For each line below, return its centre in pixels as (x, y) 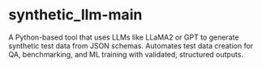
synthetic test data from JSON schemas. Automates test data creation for (131, 45)
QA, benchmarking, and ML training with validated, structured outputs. (126, 54)
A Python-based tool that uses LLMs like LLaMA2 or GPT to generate (124, 37)
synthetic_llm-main (75, 15)
